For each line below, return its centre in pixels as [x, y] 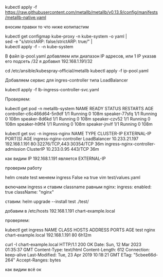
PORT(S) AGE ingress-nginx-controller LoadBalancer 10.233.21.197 [72, 139]
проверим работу [24, 168]
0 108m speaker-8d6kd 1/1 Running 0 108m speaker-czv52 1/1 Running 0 [78, 119]
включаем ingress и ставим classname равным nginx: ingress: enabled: [78, 187]
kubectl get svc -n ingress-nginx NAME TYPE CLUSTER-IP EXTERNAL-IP [78, 133]
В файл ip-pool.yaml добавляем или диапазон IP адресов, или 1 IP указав [81, 56]
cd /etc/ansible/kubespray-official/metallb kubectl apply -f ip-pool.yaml [77, 71]
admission [15, 149]
